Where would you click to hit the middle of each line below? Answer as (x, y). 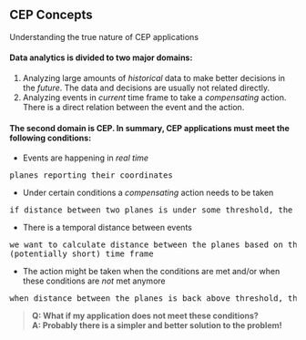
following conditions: (51, 138)
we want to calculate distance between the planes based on (147, 245)
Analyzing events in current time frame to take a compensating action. (154, 98)
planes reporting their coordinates (91, 175)
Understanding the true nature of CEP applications (104, 36)
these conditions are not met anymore (94, 281)
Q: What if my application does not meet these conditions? (145, 316)
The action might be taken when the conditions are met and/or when (151, 272)
